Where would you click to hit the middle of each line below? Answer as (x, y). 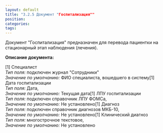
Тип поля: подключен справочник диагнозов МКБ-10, (62, 110)
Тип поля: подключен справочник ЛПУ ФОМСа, (56, 99)
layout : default (22, 10)
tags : (11, 28)
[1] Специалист (21, 67)
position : (15, 19)
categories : (17, 24)
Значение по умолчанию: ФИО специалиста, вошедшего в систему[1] (80, 78)
